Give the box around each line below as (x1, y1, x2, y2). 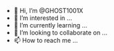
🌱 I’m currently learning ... (13, 21, 88, 29)
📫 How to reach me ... (13, 37, 78, 44)
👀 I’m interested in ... (13, 14, 73, 22)
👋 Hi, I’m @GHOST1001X (13, 7, 84, 14)
